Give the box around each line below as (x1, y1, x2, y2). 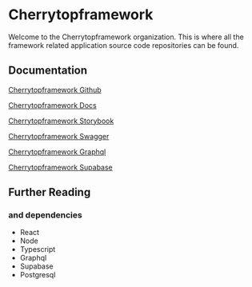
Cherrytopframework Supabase (8, 162, 114, 172)
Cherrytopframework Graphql (8, 146, 106, 157)
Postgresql (19, 270, 56, 280)
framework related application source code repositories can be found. (8, 40, 239, 50)
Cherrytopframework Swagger (8, 131, 110, 141)
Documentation (8, 64, 88, 78)
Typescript (19, 245, 56, 254)
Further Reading (8, 185, 91, 199)
